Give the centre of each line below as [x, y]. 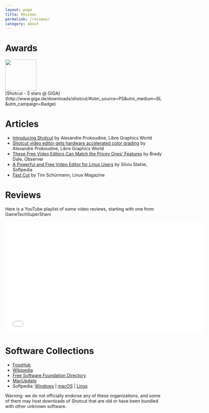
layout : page [19, 10]
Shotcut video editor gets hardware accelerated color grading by [79, 143]
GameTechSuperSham [28, 214]
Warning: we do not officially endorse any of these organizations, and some [83, 396]
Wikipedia [23, 370]
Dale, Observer [28, 159]
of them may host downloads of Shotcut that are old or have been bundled [82, 401]
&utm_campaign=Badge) [31, 104]
